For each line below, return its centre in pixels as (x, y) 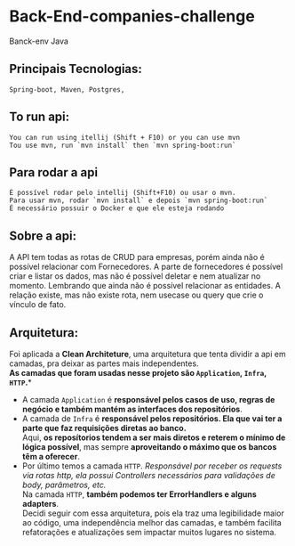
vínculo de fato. (38, 305)
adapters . (40, 504)
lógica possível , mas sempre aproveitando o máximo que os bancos (149, 447)
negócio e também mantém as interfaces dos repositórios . (132, 409)
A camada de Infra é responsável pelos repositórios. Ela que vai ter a (152, 419)
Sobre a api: (43, 236)
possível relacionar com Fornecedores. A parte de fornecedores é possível (146, 267)
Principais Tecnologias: (76, 69)
